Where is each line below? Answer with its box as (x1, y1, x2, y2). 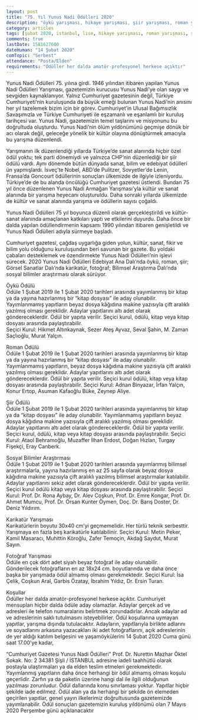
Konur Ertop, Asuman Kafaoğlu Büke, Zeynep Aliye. (6, 388, 131, 395)
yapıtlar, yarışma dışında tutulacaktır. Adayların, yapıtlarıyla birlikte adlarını (6, 620, 186, 627)
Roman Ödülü (6, 343, 39, 351)
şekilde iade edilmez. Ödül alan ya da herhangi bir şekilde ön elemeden (6, 688, 179, 695)
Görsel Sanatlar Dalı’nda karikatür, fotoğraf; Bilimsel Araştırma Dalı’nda (6, 264, 177, 271)
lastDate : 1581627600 (6, 42, 60, 48)
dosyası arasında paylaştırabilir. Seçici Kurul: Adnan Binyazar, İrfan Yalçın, (6, 381, 185, 388)
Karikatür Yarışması (6, 516, 54, 523)
